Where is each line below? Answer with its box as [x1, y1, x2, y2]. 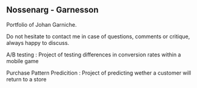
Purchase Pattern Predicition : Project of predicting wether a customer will [6, 69, 192, 76]
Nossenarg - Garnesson [6, 5, 99, 15]
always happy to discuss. [6, 39, 70, 46]
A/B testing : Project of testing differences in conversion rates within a [6, 51, 181, 58]
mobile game [6, 57, 39, 64]
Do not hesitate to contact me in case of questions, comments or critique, [6, 33, 190, 40]
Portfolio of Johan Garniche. [6, 21, 77, 28]
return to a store [6, 75, 47, 83]
